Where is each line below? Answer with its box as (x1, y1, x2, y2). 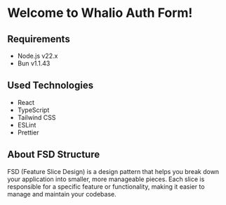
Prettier (17, 128, 39, 137)
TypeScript (17, 106, 50, 114)
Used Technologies (7, 80, 93, 92)
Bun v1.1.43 (17, 59, 51, 68)
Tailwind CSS (17, 113, 56, 121)
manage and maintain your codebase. (7, 190, 117, 198)
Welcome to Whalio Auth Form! (7, 5, 193, 21)
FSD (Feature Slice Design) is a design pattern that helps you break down (7, 167, 220, 175)
